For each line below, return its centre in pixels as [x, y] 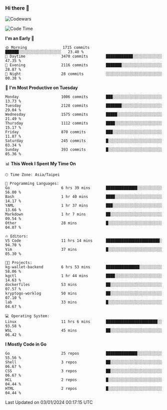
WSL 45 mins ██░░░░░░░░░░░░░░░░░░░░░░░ [84, 331]
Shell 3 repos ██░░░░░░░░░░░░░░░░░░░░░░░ [84, 362]
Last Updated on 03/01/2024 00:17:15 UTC [49, 402]
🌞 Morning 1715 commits [47, 48]
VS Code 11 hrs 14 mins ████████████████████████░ [84, 241]
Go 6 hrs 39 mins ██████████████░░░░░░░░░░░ [84, 188]
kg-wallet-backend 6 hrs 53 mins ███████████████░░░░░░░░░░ [84, 267]
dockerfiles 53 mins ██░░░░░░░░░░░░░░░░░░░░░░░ [84, 285]
